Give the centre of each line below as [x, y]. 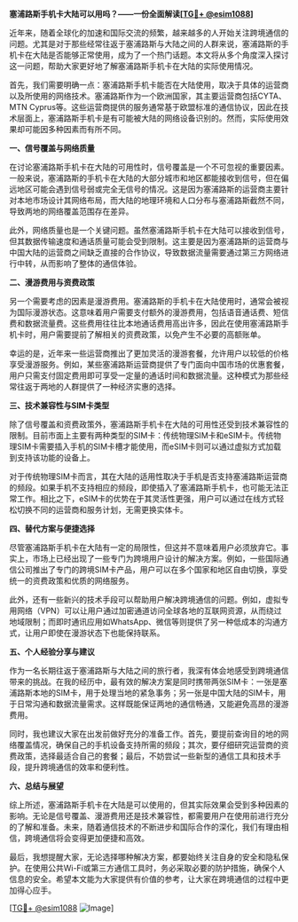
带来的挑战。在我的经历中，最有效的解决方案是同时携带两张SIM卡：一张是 [145, 682]
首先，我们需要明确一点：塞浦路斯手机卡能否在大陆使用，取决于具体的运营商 [149, 85]
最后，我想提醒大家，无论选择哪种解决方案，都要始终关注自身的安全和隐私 [145, 857]
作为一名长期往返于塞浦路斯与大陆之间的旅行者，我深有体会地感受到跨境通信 [149, 670]
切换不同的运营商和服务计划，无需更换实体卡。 [102, 510]
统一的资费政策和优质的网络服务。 [71, 581]
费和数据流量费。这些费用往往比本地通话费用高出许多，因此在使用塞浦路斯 [145, 323]
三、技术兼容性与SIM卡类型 [59, 406]
